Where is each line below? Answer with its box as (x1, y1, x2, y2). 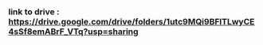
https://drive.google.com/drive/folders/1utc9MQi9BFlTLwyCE (8, 16, 255, 27)
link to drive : (8, 6, 60, 17)
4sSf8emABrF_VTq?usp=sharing (8, 26, 139, 37)
